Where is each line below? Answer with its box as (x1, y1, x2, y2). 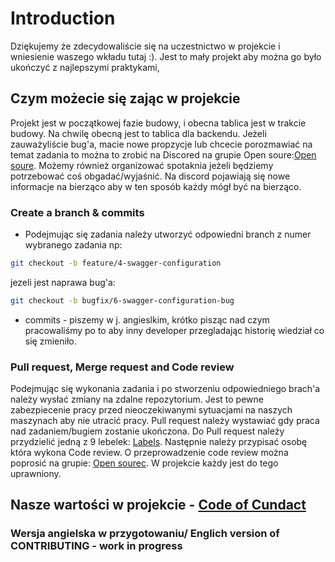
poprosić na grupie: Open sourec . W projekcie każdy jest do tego (10, 457, 279, 469)
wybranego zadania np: (24, 239, 123, 251)
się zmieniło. (24, 335, 77, 347)
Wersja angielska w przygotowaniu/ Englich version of (10, 527, 280, 541)
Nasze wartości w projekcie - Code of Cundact (10, 497, 307, 514)
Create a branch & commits (10, 205, 145, 219)
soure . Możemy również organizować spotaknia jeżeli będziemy (10, 159, 274, 171)
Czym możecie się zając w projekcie (10, 90, 241, 107)
